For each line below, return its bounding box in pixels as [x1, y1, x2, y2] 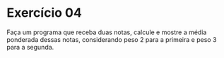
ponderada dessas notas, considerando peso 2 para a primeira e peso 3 [6, 35, 217, 43]
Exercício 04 [6, 5, 82, 21]
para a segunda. [6, 43, 54, 51]
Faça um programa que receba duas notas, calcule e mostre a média [6, 28, 207, 36]
